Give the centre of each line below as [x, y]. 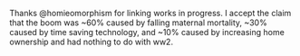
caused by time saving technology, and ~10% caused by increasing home [147, 32]
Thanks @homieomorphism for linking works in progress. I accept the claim [150, 13]
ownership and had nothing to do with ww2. [92, 42]
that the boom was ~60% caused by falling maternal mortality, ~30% [138, 23]
